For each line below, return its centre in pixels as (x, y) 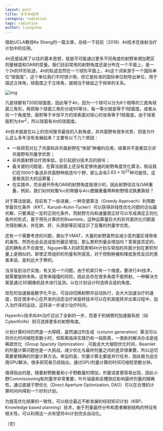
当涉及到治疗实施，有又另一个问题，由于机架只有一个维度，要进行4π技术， (80, 270)
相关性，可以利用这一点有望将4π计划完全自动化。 (55, 413)
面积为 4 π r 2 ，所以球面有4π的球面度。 (42, 121)
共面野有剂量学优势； (33, 154)
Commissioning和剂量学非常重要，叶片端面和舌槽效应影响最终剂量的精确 (82, 379)
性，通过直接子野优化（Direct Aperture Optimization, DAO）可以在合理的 (78, 385)
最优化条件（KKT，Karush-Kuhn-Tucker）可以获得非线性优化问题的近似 (81, 207)
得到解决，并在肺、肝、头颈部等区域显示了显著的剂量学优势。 (71, 225)
